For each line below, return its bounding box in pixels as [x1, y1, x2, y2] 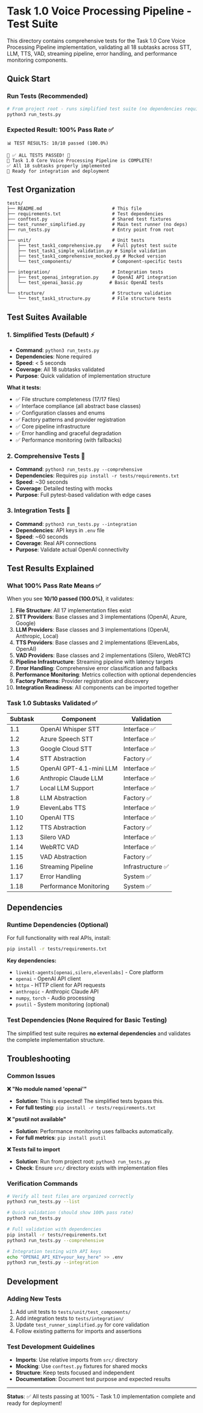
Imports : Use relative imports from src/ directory [15, 1356, 138, 1363]
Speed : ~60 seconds [15, 533, 69, 540]
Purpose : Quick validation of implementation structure [15, 372, 151, 380]
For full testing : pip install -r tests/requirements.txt [15, 1104, 156, 1111]
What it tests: [7, 384, 42, 391]
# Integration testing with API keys [7, 1248, 102, 1255]
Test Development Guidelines [7, 1342, 95, 1351]
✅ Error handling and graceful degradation [15, 430, 122, 437]
